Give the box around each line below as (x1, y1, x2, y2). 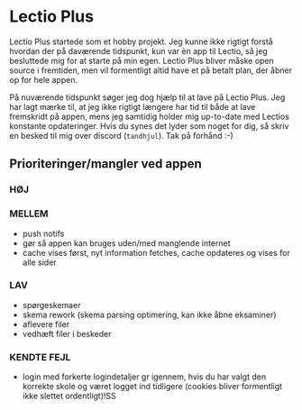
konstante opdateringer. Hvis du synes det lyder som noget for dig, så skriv (9, 120, 289, 132)
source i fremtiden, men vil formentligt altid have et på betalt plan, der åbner (9, 65, 293, 76)
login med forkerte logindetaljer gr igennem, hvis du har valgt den (22, 371, 267, 382)
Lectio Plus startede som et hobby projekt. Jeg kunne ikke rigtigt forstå (9, 36, 273, 47)
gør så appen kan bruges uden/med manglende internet (22, 237, 232, 249)
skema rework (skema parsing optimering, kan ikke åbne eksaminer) (22, 309, 277, 320)
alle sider (22, 257, 57, 268)
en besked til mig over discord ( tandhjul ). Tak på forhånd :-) (9, 130, 234, 141)
